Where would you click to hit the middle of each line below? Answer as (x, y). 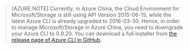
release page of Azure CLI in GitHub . (57, 40)
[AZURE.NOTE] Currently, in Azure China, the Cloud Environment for (95, 9)
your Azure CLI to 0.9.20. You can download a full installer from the (94, 34)
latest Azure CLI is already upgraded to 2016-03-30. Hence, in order (95, 21)
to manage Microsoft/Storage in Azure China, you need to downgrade (97, 27)
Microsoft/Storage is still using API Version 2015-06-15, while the (91, 15)
